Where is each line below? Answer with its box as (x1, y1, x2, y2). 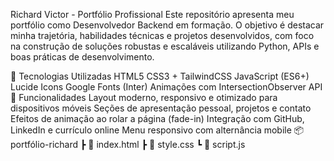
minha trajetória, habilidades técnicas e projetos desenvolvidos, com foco (10, 30, 315, 41)
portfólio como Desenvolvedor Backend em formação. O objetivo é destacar (10, 19, 325, 31)
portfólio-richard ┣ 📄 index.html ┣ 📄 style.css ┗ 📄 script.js (10, 139, 246, 150)
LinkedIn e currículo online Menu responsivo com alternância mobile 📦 (10, 124, 305, 136)
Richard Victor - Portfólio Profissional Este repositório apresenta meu (10, 9, 295, 20)
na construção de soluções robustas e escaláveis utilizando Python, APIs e (10, 40, 320, 52)
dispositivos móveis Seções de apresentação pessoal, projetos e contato (10, 102, 312, 114)
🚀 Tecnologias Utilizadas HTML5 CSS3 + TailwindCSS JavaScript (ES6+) (10, 70, 310, 82)
